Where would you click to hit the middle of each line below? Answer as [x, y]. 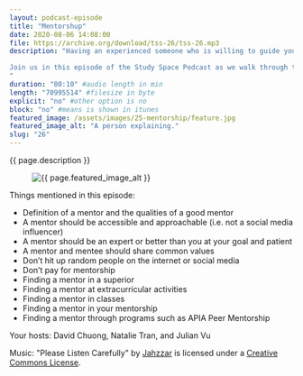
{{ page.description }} [50, 160]
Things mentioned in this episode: [72, 195]
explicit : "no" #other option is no [78, 101]
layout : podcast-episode [56, 18]
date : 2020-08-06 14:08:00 [60, 34]
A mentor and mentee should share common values [118, 251]
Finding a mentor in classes [73, 299]
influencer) [43, 232]
